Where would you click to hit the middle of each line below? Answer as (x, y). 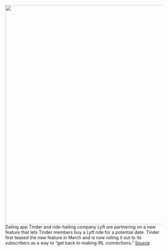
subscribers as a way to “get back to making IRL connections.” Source (77, 243)
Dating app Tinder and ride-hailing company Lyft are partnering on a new (80, 227)
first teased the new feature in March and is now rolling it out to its (73, 237)
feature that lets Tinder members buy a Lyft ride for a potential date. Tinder (82, 232)
